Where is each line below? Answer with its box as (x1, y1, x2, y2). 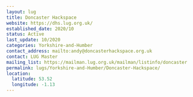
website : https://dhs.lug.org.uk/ (6, 20, 93, 26)
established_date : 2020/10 (6, 25, 74, 32)
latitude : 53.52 (11, 76, 52, 82)
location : (6, 70, 31, 77)
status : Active (6, 31, 45, 37)
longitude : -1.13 (11, 82, 55, 88)
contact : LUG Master (6, 54, 59, 60)
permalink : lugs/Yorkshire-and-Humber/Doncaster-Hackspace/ (6, 64, 161, 71)
